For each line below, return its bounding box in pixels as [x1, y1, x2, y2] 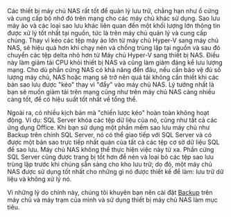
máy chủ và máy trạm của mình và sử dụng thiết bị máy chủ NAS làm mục [7, 196, 219, 204]
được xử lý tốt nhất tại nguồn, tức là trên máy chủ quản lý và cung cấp [7, 29, 207, 37]
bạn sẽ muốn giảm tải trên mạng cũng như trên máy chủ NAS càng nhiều [7, 88, 215, 96]
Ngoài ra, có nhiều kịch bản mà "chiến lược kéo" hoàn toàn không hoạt [7, 109, 209, 116]
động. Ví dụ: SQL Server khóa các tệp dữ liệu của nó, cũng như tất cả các [7, 116, 218, 124]
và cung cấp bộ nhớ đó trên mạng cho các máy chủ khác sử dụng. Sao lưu [7, 14, 221, 22]
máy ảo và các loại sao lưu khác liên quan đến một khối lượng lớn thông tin [7, 21, 221, 30]
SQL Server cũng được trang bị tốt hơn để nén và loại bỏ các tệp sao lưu [7, 153, 214, 161]
